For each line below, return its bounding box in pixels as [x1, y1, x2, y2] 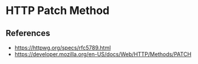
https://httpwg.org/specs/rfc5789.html [14, 44, 111, 51]
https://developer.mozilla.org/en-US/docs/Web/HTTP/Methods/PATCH [14, 51, 192, 58]
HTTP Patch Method [5, 4, 110, 18]
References [5, 28, 50, 38]
